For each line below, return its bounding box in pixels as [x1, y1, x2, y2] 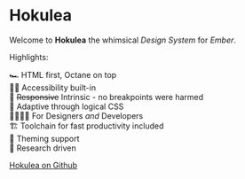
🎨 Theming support [9, 133, 80, 144]
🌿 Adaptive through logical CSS [9, 101, 124, 112]
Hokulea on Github [9, 160, 78, 170]
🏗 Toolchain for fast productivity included [9, 121, 164, 131]
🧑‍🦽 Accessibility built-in [9, 82, 96, 93]
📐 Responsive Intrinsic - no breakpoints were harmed [9, 91, 204, 102]
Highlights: [9, 51, 49, 62]
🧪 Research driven [9, 143, 77, 153]
